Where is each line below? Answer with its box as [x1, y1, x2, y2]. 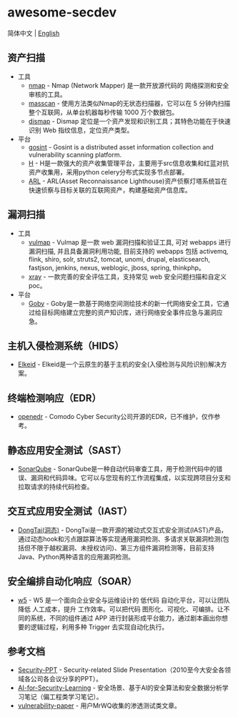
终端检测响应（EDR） [7, 392, 101, 404]
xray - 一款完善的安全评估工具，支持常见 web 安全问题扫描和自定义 [28, 272, 227, 281]
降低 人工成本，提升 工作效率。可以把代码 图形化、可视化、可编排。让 [17, 605, 224, 613]
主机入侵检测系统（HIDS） [7, 340, 124, 352]
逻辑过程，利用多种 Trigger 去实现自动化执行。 [30, 623, 169, 631]
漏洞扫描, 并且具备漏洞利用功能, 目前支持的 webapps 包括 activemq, [28, 247, 229, 255]
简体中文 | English [7, 29, 60, 37]
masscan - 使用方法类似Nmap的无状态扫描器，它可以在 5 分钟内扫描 [28, 99, 231, 107]
